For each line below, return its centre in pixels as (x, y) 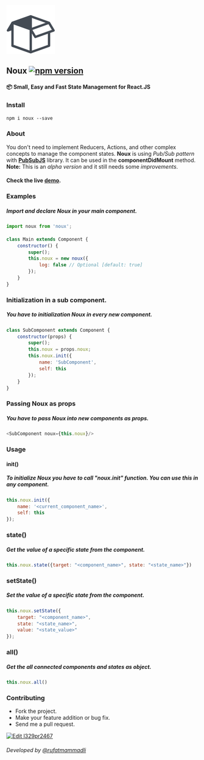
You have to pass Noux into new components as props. (78, 418)
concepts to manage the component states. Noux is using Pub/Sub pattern (100, 153)
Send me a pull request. (45, 724)
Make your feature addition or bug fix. (63, 718)
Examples (21, 196)
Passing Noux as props (41, 404)
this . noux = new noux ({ (58, 258)
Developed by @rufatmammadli (46, 750)
